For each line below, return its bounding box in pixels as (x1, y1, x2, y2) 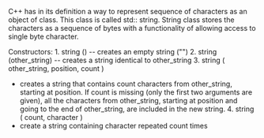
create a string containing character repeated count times (19, 121, 208, 130)
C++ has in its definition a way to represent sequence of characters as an (8, 7, 247, 16)
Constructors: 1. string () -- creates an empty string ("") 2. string (8, 47, 217, 56)
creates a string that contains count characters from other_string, (19, 79, 233, 88)
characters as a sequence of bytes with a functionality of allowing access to (8, 24, 256, 32)
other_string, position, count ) (8, 64, 104, 73)
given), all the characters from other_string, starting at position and (19, 96, 238, 105)
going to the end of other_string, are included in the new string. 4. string (19, 104, 255, 114)
